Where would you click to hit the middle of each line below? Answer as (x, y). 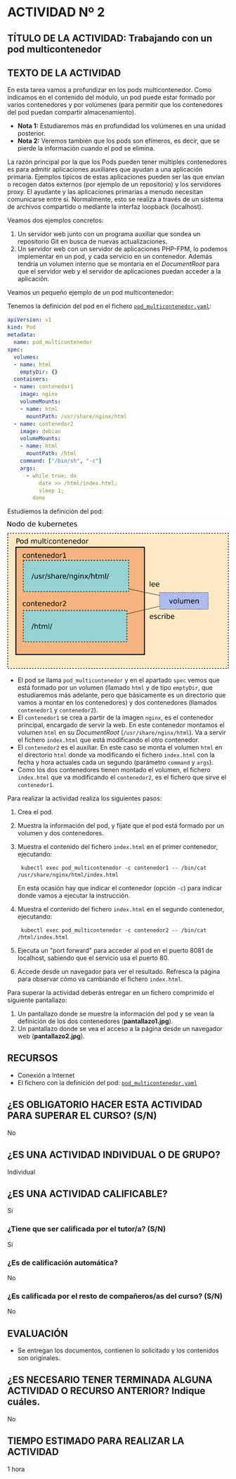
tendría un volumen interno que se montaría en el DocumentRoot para (118, 264)
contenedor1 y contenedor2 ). (58, 710)
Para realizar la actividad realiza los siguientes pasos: (85, 798)
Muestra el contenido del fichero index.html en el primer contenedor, (118, 847)
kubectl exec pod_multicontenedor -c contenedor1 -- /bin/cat (114, 868)
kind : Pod (22, 328)
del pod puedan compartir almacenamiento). (72, 113)
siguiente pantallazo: (37, 1000)
